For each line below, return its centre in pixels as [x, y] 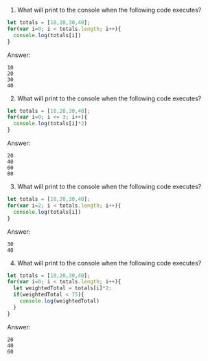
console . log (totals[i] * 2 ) [50, 124]
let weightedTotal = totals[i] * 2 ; [62, 288]
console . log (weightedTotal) [59, 301]
